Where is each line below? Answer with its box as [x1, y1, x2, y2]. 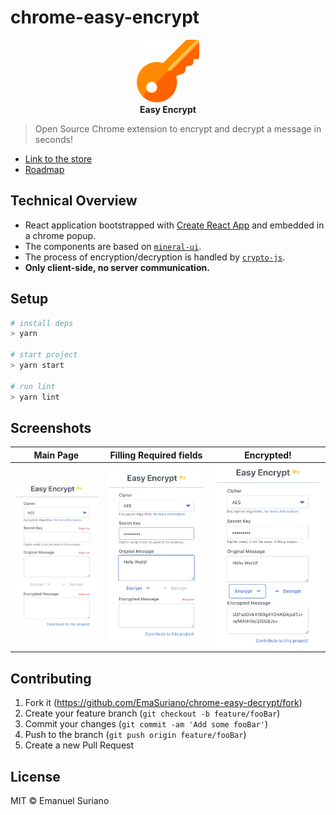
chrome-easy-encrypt [10, 6, 200, 29]
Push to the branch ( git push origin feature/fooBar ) [24, 729, 247, 741]
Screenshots [10, 419, 92, 436]
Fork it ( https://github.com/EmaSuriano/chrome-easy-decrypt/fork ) [24, 697, 303, 709]
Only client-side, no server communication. [24, 261, 210, 273]
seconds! [34, 133, 74, 145]
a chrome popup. [24, 229, 97, 241]
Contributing [10, 670, 92, 687]
